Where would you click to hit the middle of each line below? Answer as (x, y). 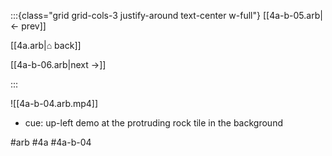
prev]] (34, 26)
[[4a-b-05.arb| (292, 15)
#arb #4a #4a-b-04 (51, 142)
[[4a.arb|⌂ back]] (46, 45)
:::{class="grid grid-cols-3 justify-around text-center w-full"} (135, 15)
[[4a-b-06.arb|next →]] (58, 64)
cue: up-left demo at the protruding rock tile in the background (153, 123)
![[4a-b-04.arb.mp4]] (54, 103)
